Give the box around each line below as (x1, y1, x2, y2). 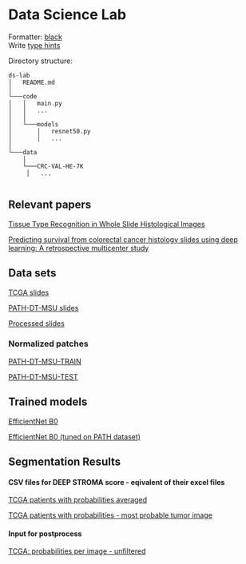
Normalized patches (8, 338, 89, 349)
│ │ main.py (8, 99, 62, 107)
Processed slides (8, 318, 65, 328)
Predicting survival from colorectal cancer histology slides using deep (8, 234, 238, 244)
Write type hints (8, 40, 61, 50)
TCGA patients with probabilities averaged (8, 495, 148, 505)
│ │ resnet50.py (8, 127, 91, 135)
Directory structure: (8, 56, 73, 66)
